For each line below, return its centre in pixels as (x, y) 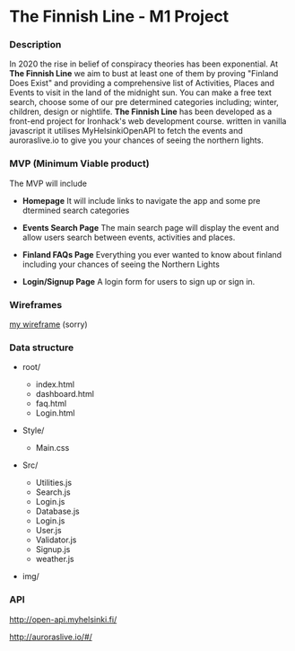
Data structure (42, 347)
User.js (48, 531)
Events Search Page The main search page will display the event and (151, 227)
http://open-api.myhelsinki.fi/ (63, 619)
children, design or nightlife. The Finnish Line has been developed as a (141, 112)
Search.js (53, 492)
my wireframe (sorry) (48, 324)
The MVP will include (48, 183)
